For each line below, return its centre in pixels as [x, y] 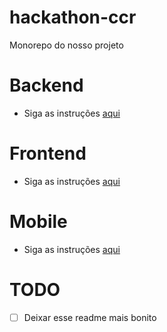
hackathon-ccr [73, 17]
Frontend [48, 153]
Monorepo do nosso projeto [66, 45]
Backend [46, 85]
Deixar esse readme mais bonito [90, 317]
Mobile [38, 222]
